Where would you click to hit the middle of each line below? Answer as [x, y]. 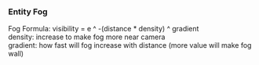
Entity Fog [28, 12]
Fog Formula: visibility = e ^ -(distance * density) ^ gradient [104, 29]
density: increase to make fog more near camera [87, 37]
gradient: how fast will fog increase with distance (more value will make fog [130, 45]
